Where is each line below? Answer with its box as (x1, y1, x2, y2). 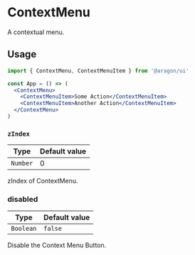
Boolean (11, 224, 37, 233)
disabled (7, 195, 38, 205)
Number (11, 159, 33, 168)
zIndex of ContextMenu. (7, 177, 78, 185)
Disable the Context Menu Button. (7, 241, 107, 249)
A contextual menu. (7, 28, 65, 36)
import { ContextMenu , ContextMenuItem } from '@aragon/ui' (7, 67, 190, 75)
